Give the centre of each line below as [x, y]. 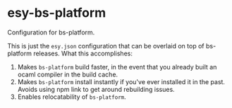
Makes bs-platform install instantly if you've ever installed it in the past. [121, 81]
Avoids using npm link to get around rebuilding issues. [96, 89]
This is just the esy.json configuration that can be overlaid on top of [106, 46]
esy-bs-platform [57, 13]
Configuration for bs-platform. [51, 32]
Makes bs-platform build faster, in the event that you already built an [117, 67]
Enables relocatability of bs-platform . [72, 97]
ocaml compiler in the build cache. [68, 74]
